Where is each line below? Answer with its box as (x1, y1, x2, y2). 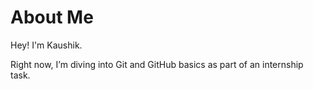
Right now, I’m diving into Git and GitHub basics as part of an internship (10, 58, 304, 70)
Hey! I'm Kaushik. (10, 39, 83, 51)
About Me (10, 6, 94, 29)
